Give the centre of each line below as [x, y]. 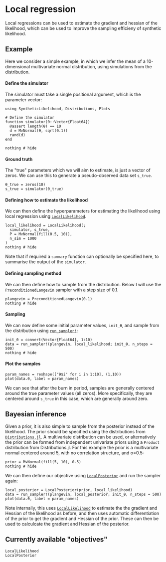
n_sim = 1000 [23, 239]
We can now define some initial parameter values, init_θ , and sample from [82, 325]
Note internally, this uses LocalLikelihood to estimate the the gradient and [81, 508]
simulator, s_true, [30, 230]
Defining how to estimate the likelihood [47, 200]
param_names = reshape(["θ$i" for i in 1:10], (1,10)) [63, 374]
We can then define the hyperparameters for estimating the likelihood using [83, 211]
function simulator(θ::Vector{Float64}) [48, 122]
